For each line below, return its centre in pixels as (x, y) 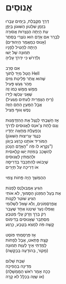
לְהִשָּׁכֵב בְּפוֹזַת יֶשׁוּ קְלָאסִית (29, 151)
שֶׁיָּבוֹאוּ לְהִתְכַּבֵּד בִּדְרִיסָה (27, 162)
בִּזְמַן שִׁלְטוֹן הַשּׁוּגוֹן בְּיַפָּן (25, 26)
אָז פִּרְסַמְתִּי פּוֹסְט (21, 234)
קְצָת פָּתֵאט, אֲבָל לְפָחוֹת (27, 240)
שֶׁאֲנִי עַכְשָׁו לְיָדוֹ (19, 94)
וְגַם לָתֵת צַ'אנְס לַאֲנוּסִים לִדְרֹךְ (32, 125)
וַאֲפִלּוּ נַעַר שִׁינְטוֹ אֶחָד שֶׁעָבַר (30, 208)
